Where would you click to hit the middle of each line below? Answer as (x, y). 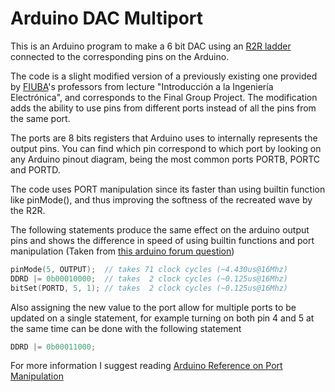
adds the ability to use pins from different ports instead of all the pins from (163, 108)
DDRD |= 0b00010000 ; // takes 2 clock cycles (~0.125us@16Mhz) (149, 278)
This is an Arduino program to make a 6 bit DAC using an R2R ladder (151, 46)
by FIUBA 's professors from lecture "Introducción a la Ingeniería (142, 86)
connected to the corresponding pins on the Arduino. (120, 56)
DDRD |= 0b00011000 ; (53, 347)
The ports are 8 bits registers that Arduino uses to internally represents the (164, 138)
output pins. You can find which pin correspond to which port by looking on (166, 148)
